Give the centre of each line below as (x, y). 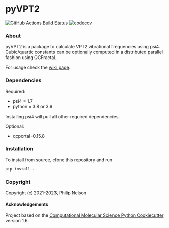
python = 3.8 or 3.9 (33, 106)
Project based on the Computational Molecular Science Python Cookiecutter (84, 215)
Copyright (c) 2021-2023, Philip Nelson (46, 193)
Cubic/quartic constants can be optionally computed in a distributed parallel (84, 52)
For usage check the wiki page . (38, 67)
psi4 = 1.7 (22, 101)
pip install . (20, 169)
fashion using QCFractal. (31, 58)
